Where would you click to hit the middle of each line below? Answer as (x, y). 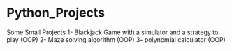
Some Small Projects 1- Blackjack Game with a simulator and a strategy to (113, 32)
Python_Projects (56, 13)
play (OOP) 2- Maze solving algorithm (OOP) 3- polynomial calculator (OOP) (116, 39)
